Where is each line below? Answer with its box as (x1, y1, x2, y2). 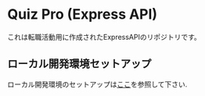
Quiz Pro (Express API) (7, 5, 158, 23)
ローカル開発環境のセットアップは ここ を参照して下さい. (7, 80, 188, 89)
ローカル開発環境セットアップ (7, 57, 152, 71)
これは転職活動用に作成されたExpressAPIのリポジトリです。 (7, 32, 201, 41)
